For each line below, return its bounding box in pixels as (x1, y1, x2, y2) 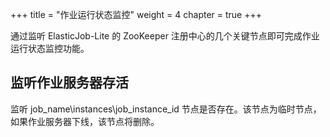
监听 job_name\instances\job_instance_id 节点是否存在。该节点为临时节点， (10, 103, 322, 115)
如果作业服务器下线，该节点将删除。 (10, 115, 160, 127)
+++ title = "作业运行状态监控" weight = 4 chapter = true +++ (10, 9, 263, 20)
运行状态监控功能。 (10, 43, 90, 54)
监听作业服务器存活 (10, 74, 129, 92)
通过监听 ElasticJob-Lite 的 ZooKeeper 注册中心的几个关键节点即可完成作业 (10, 30, 320, 42)
